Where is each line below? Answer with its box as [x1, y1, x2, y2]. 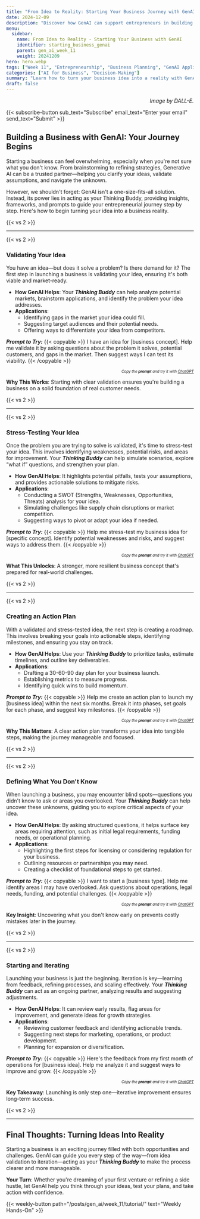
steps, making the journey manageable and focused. [6, 733, 135, 740]
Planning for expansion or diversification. [23, 1044, 125, 1051]
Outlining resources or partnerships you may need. [23, 860, 149, 866]
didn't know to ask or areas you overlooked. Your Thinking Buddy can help [6, 797, 190, 804]
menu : [6, 25, 20, 32]
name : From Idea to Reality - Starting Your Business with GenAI [17, 36, 183, 42]
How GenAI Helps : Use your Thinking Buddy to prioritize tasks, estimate [14, 650, 194, 657]
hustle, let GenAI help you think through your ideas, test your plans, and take [6, 1183, 194, 1190]
